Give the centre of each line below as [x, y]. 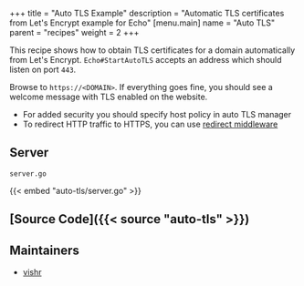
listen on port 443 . [43, 69]
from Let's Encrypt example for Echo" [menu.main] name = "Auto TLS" [142, 23]
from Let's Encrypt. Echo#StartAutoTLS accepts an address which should [146, 60]
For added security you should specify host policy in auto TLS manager [157, 114]
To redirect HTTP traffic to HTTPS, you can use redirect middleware [150, 124]
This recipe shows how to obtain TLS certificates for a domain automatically [152, 50]
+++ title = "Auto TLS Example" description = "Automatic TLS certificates [147, 13]
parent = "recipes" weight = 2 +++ [74, 32]
